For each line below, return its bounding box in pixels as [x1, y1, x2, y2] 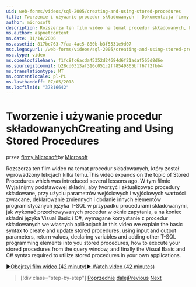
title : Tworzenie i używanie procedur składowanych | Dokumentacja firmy [6, 14, 190, 20]
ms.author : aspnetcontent [6, 30, 69, 36]
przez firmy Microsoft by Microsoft [6, 153, 89, 160]
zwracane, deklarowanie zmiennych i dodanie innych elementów [6, 196, 162, 203]
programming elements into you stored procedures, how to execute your [6, 239, 181, 246]
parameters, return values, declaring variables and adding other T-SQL [6, 233, 176, 240]
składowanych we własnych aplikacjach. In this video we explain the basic [6, 220, 183, 228]
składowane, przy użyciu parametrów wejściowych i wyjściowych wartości [6, 190, 186, 197]
